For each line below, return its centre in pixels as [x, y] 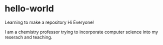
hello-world [29, 9]
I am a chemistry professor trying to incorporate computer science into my [81, 32]
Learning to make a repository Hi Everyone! [49, 22]
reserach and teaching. [28, 37]
